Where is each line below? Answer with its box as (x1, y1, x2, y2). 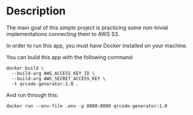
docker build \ (6, 65, 44, 71)
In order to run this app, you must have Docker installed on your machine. (6, 42, 188, 49)
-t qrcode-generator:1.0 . (11, 81, 79, 87)
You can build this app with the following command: (6, 53, 134, 60)
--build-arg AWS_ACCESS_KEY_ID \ (11, 70, 95, 76)
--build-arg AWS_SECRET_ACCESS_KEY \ (11, 75, 106, 81)
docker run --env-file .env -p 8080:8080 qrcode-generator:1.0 (6, 103, 168, 109)
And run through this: (6, 91, 59, 98)
